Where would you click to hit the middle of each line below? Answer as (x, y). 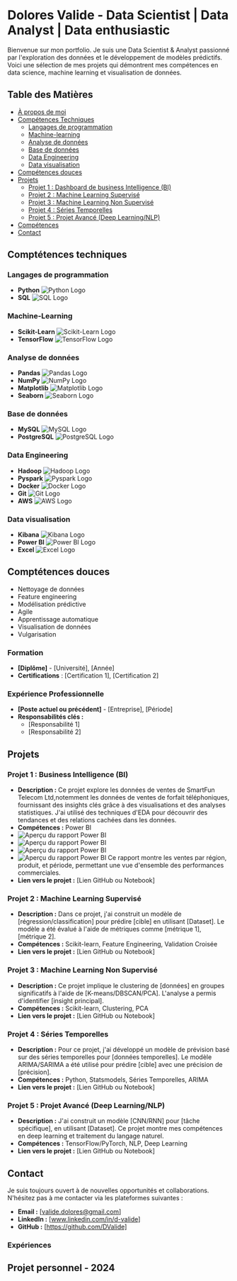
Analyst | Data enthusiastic (89, 30)
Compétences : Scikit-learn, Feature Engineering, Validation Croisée (117, 944)
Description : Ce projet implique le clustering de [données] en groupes (121, 985)
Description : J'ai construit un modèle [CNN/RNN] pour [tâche (109, 1121)
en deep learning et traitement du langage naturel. (91, 1136)
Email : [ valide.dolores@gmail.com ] (69, 1212)
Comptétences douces (59, 572)
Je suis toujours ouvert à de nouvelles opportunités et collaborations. (108, 1190)
